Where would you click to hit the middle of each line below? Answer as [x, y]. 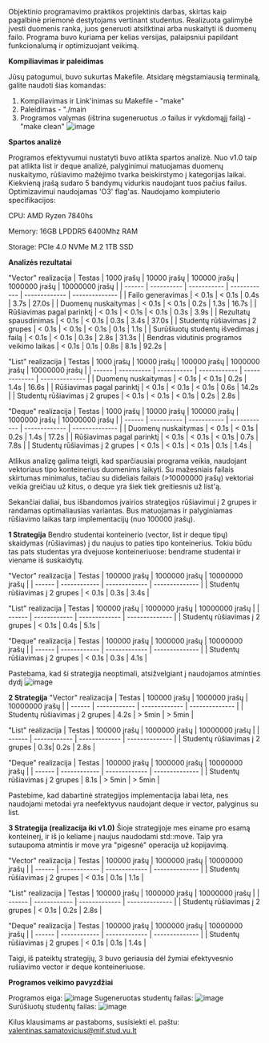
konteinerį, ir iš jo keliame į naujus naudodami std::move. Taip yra [116, 836]
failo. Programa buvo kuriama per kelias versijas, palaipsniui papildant [123, 37]
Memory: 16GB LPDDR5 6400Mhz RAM [73, 231]
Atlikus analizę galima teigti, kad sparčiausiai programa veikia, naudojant [128, 461]
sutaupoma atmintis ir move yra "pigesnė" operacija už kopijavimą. [118, 845]
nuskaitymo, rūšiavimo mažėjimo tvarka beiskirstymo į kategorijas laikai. [127, 175]
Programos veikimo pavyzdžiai [61, 982]
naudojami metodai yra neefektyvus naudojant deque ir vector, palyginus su [133, 804]
